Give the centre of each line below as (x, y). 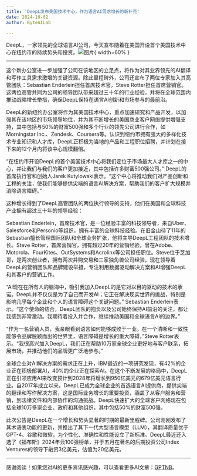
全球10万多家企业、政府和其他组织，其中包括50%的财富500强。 (88, 408)
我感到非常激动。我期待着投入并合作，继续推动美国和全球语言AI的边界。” (93, 316)
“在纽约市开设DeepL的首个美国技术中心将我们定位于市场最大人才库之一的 (95, 162)
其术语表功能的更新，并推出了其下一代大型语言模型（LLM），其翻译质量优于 (97, 427)
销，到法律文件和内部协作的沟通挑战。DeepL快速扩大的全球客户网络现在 (94, 400)
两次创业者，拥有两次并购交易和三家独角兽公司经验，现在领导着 (98, 260)
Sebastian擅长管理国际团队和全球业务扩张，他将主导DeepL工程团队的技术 (95, 238)
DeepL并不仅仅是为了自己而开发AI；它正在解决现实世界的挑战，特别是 (101, 294)
